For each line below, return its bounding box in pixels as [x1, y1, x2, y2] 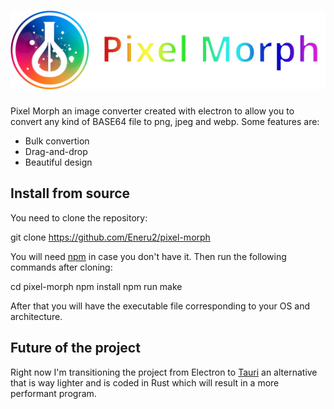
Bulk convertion [24, 135, 90, 147]
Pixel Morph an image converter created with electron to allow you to [10, 105, 295, 117]
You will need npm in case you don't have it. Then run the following [10, 250, 287, 262]
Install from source [10, 185, 131, 202]
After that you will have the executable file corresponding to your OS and [10, 300, 311, 312]
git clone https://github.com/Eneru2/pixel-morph [10, 231, 211, 243]
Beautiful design [24, 156, 93, 168]
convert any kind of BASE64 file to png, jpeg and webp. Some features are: [10, 115, 320, 127]
